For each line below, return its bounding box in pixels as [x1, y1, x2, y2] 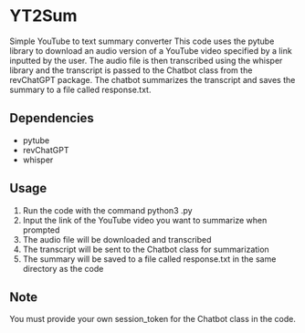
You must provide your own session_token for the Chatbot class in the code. [9, 314, 297, 325]
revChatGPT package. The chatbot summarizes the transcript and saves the [9, 74, 296, 85]
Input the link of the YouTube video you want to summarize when [22, 214, 268, 225]
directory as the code [22, 263, 104, 274]
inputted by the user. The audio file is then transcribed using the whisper [9, 55, 283, 66]
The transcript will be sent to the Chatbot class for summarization [22, 244, 269, 255]
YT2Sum [9, 5, 78, 26]
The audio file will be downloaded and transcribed [22, 234, 212, 245]
